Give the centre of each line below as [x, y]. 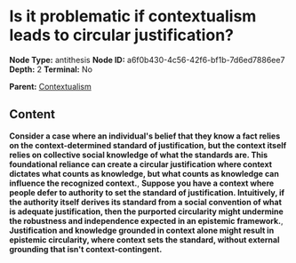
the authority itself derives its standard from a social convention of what [146, 202]
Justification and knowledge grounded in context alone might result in [142, 230]
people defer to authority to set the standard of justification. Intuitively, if [147, 192]
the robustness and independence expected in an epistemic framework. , [146, 220]
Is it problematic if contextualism [133, 16]
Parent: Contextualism [50, 86]
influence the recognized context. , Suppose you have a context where [142, 183]
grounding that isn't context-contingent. [86, 249]
